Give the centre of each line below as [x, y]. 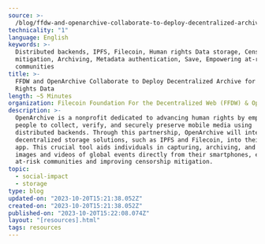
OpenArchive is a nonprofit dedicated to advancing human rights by [130, 118]
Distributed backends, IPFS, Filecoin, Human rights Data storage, [129, 52]
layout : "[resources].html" [54, 220]
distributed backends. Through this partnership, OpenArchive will [129, 132]
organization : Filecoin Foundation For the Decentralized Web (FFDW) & [128, 103]
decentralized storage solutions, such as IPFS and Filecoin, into [129, 140]
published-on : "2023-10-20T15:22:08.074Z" [79, 213]
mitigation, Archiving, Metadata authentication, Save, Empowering [129, 60]
